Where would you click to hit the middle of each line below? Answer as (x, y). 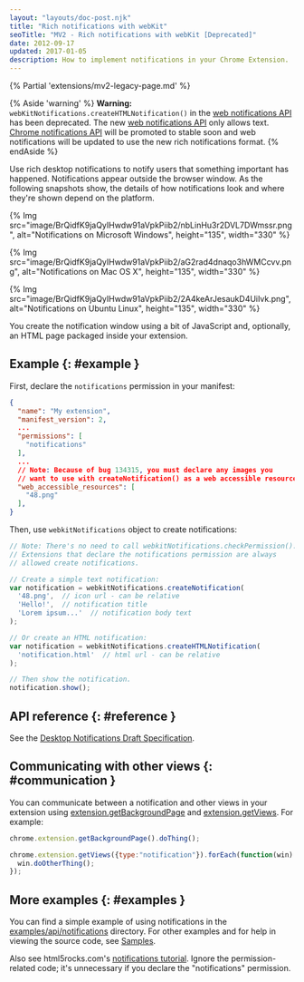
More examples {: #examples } (97, 900)
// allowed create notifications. (75, 563)
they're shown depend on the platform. (82, 198)
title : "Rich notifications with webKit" (89, 26)
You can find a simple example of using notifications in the (119, 922)
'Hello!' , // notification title (82, 605)
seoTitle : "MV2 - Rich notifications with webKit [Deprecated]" (133, 34)
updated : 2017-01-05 (48, 52)
